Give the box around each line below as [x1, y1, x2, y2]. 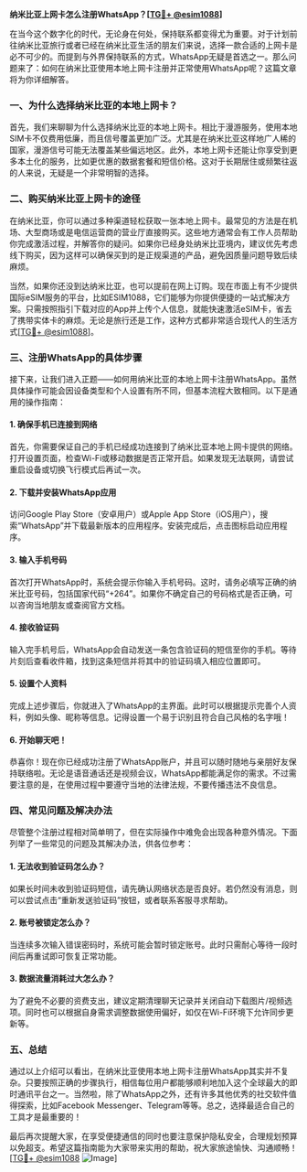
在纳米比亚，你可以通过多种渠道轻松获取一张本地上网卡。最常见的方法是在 [9, 215, 290, 226]
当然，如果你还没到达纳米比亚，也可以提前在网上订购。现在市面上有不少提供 [9, 280, 298, 291]
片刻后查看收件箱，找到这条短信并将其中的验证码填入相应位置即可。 [9, 655, 266, 666]
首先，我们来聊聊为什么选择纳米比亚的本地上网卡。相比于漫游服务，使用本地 [9, 122, 298, 133]
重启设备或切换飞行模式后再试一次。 [9, 464, 146, 475]
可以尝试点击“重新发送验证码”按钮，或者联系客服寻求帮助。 [9, 894, 233, 905]
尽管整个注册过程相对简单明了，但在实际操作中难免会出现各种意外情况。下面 [9, 827, 298, 838]
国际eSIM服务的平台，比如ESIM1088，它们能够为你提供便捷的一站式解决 [9, 292, 283, 303]
